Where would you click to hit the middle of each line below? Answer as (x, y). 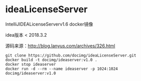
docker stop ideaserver (31, 64)
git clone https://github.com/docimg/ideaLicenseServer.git (71, 55)
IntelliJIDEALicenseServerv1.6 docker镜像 (49, 24)
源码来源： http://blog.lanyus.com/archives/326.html (60, 46)
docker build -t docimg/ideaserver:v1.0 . (51, 60)
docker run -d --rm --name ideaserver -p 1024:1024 (62, 69)
